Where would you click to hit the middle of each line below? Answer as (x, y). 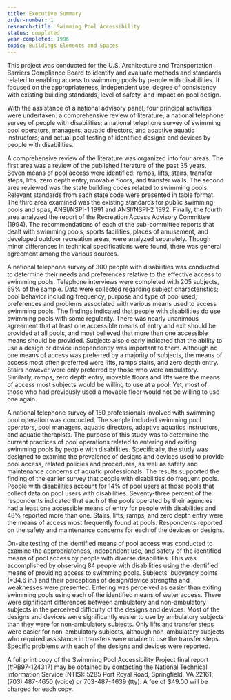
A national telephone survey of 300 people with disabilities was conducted (113, 267)
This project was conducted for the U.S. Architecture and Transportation (110, 65)
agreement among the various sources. (63, 254)
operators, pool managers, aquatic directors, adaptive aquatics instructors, (113, 427)
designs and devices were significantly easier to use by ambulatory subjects (115, 617)
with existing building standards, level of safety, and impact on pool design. (114, 95)
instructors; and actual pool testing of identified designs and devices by (109, 138)
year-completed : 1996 (38, 39)
